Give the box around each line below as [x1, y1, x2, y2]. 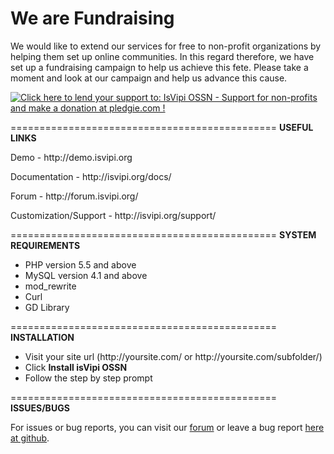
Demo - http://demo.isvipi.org [10, 151, 133, 163]
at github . [10, 432, 50, 444]
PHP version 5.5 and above [24, 258, 137, 271]
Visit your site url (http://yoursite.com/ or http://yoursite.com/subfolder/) [24, 350, 323, 362]
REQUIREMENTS [10, 239, 81, 251]
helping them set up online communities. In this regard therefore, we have [10, 50, 315, 62]
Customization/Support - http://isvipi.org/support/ [10, 209, 217, 221]
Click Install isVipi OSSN [24, 361, 128, 373]
